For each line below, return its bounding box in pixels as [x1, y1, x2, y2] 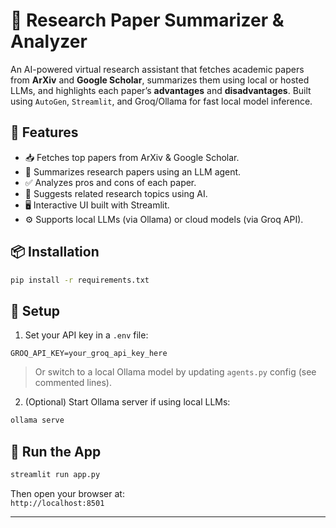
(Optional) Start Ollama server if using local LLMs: [24, 396, 231, 408]
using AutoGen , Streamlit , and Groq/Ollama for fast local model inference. [10, 95, 313, 107]
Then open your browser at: [10, 487, 125, 499]
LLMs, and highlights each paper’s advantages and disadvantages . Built [10, 84, 312, 96]
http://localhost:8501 [10, 498, 105, 508]
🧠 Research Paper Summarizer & [10, 9, 285, 32]
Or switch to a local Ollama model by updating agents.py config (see [34, 366, 317, 378]
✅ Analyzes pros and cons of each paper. [24, 176, 197, 188]
